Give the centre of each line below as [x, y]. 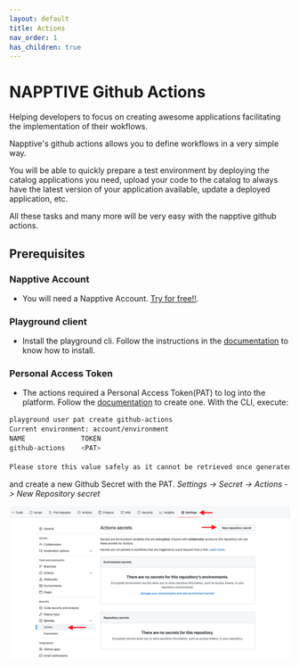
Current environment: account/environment [89, 429]
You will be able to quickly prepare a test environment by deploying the [139, 170]
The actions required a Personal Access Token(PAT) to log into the [144, 393]
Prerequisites [47, 254]
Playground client [48, 321]
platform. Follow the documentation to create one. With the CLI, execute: [155, 402]
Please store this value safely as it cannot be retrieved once [131, 467]
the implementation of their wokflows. [79, 127]
